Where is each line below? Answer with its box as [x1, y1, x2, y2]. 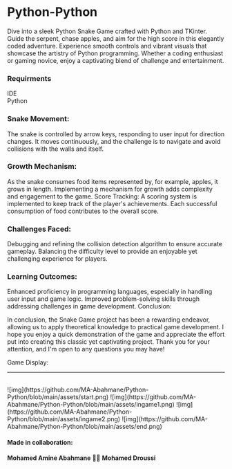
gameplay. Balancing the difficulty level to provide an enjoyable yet [7, 247, 197, 256]
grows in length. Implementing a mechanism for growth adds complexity [7, 185, 213, 193]
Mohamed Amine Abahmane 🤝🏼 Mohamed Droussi [7, 454, 156, 462]
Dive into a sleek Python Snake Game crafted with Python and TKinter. [7, 27, 207, 35]
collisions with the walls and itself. [7, 145, 104, 153]
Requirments [7, 73, 52, 83]
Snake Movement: [7, 114, 70, 124]
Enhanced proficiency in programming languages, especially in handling [7, 288, 213, 296]
